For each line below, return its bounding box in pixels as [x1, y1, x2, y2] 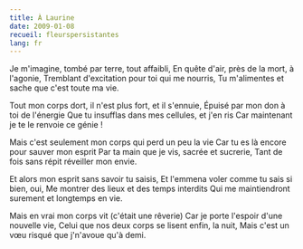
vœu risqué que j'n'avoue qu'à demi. [9, 230, 147, 241]
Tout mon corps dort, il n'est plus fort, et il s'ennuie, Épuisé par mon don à [9, 101, 286, 111]
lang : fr [9, 38, 43, 48]
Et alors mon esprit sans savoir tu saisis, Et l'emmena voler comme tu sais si [9, 174, 293, 185]
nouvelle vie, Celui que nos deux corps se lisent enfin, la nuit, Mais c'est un [9, 220, 289, 231]
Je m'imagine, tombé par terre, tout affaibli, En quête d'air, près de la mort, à [9, 63, 295, 74]
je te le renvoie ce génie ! [9, 120, 103, 130]
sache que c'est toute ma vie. [9, 82, 119, 93]
